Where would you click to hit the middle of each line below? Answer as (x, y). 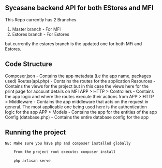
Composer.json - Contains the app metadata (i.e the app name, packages (78, 76)
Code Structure (29, 64)
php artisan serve (32, 161)
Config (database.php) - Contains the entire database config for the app (77, 117)
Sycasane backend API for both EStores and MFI (79, 8)
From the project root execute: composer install (65, 152)
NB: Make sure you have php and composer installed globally (68, 143)
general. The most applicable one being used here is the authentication (76, 107)
